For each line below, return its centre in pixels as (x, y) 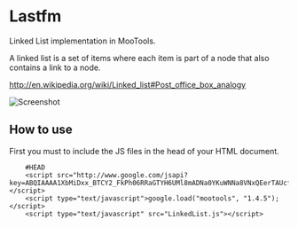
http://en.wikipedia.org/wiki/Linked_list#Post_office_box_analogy (128, 84)
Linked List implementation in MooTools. (82, 41)
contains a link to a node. (55, 67)
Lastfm (35, 16)
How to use (41, 130)
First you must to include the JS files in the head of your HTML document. (144, 151)
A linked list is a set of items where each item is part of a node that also (139, 58)
